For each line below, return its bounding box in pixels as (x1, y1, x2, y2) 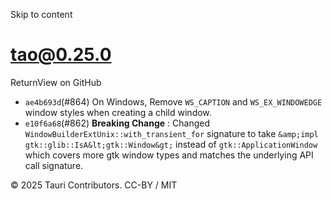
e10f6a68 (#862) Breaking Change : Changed (24, 117, 210, 129)
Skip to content (10, 9, 73, 20)
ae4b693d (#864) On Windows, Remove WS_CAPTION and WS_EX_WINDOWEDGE (24, 95, 323, 108)
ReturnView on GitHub (10, 76, 102, 88)
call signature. (24, 159, 84, 171)
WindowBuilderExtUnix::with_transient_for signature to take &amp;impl (24, 127, 319, 139)
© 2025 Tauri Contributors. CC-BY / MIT (10, 179, 178, 191)
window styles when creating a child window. (24, 106, 212, 118)
